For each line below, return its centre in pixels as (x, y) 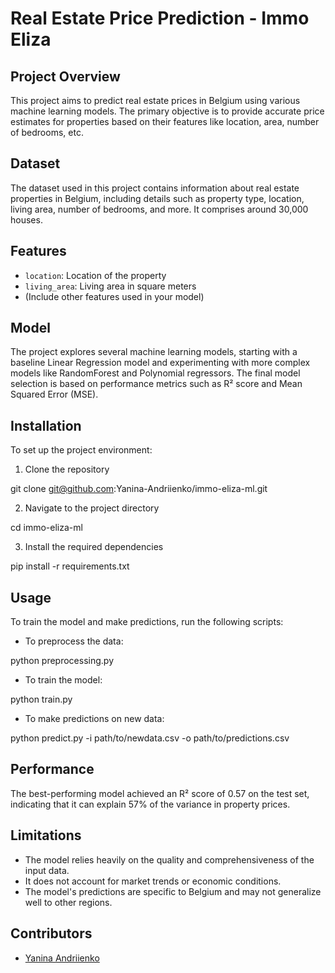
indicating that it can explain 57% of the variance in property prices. (150, 804)
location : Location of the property (95, 275)
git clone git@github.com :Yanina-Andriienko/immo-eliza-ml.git (139, 489)
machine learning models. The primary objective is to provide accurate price (167, 111)
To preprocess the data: (74, 641)
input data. (47, 870)
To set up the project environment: (81, 450)
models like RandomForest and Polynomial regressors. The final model (155, 373)
